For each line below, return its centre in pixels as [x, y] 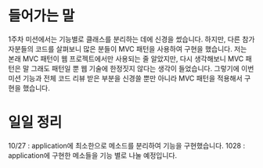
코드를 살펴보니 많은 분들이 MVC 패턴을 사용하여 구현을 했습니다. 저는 [141, 48]
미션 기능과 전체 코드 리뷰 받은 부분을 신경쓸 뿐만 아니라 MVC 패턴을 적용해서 [125, 78]
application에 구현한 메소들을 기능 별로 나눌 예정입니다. [93, 155]
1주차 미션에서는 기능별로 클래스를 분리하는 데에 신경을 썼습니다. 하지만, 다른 [124, 39]
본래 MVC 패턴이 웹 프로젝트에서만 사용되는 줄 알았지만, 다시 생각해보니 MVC [126, 59]
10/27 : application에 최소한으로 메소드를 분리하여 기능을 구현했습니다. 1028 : [126, 145]
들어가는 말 [41, 16]
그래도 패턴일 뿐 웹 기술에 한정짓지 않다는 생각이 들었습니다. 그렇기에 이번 [142, 68]
